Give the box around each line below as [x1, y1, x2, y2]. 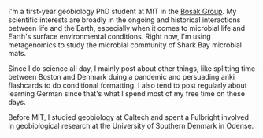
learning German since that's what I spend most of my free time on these [8, 89, 246, 99]
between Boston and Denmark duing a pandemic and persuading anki [8, 73, 235, 82]
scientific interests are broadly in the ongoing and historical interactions [8, 15, 241, 24]
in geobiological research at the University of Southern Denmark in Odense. [8, 121, 254, 131]
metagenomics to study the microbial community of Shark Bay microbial [8, 40, 243, 50]
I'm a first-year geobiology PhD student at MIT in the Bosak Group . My [8, 7, 237, 17]
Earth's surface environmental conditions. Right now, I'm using [8, 32, 211, 42]
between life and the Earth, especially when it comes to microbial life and [8, 24, 246, 33]
